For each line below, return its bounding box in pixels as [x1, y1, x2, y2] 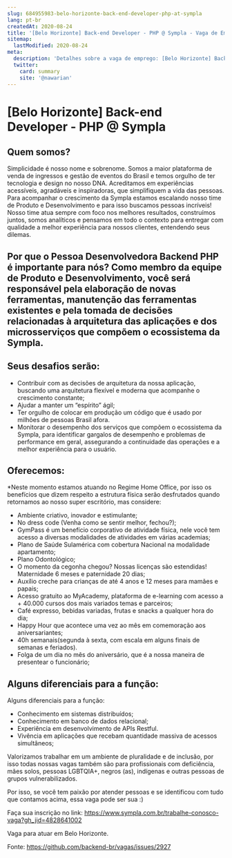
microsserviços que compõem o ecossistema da [7, 326, 220, 338]
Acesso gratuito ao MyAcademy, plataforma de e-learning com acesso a [17, 592, 224, 600]
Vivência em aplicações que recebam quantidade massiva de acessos [17, 732, 217, 740]
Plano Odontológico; [17, 555, 76, 564]
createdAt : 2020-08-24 [7, 23, 72, 30]
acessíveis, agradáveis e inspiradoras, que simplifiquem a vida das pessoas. [7, 187, 224, 195]
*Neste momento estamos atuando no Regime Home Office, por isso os [7, 483, 212, 491]
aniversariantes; [17, 629, 64, 637]
